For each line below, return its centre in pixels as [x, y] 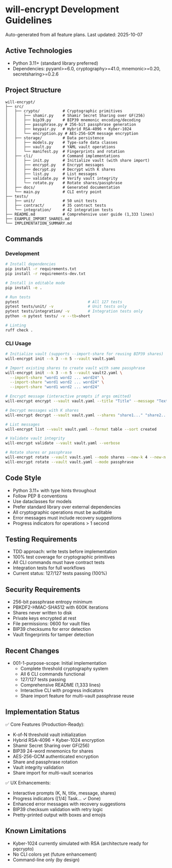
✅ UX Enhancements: [28, 783]
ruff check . [19, 330]
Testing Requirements [41, 539]
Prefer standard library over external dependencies [67, 507]
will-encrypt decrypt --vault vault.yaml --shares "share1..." [74, 415]
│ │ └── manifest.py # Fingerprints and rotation [65, 151]
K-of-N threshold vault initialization [49, 735]
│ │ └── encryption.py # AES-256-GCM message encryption [72, 133]
